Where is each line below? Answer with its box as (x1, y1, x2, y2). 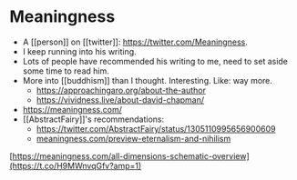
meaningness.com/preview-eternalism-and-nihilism (36, 133, 231, 144)
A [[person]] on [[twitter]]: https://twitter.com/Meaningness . (22, 36, 248, 47)
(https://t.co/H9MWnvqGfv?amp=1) (9, 160, 142, 171)
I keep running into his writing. (22, 45, 137, 56)
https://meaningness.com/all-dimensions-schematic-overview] (12, 150, 251, 161)
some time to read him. (22, 65, 109, 76)
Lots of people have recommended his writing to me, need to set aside (22, 55, 289, 66)
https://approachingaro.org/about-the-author (36, 85, 207, 95)
